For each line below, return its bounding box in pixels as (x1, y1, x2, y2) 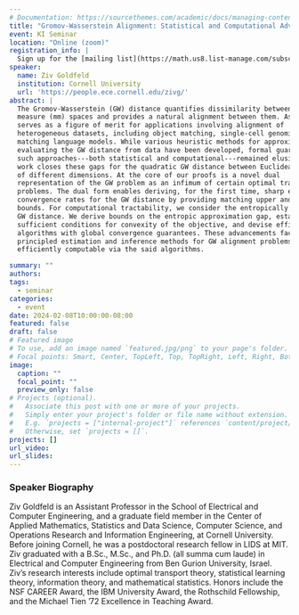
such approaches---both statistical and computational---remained (17, 153, 269, 163)
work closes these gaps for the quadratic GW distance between (17, 162, 256, 171)
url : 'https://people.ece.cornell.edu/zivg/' (17, 87, 190, 96)
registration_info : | (9, 46, 90, 55)
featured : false (9, 319, 69, 328)
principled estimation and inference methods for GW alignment (17, 237, 256, 246)
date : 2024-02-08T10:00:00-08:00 (9, 311, 133, 320)
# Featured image (9, 336, 74, 345)
